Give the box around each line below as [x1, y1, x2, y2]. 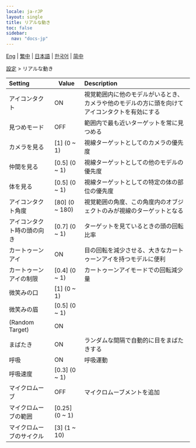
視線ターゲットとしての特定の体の [84, 178, 178, 186]
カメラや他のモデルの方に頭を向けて [84, 99, 184, 107]
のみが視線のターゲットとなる [101, 207, 184, 214]
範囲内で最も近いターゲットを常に [84, 119, 178, 126]
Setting [9, 80, 30, 87]
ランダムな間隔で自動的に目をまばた [84, 336, 184, 344]
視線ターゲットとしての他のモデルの [84, 159, 184, 166]
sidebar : [6, 30, 27, 36]
